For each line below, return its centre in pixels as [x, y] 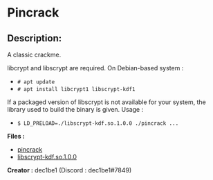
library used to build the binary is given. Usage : [75, 109]
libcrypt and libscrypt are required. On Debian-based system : [95, 68]
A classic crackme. [34, 54]
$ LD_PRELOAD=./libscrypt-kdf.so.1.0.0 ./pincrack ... [98, 123]
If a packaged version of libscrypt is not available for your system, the [106, 102]
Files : [16, 136]
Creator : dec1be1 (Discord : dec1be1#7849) [70, 170]
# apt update [36, 82]
